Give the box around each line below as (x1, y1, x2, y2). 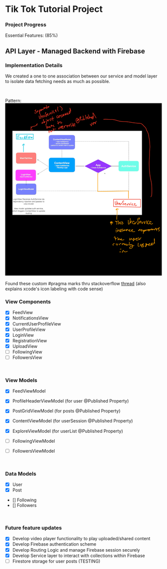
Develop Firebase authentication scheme (12, 541, 96, 547)
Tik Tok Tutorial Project (5, 3, 103, 15)
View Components (5, 298, 51, 305)
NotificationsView (12, 315, 49, 321)
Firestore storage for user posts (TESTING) (12, 558, 100, 564)
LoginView (12, 332, 34, 338)
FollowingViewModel (12, 438, 56, 444)
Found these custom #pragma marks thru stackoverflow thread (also (5, 281, 146, 287)
